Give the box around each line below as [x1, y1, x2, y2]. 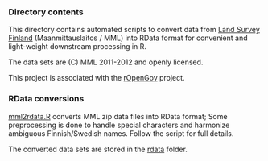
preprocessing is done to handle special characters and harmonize [8, 120, 230, 130]
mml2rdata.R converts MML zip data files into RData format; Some [8, 111, 228, 121]
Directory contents [8, 6, 85, 18]
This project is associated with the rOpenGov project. [8, 73, 185, 83]
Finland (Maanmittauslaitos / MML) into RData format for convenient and [8, 33, 248, 43]
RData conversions [8, 93, 85, 105]
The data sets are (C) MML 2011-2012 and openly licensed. [8, 57, 204, 67]
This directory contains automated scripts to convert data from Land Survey [8, 25, 260, 35]
